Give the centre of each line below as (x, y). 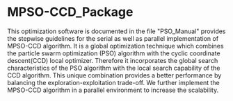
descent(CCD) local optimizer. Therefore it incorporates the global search (113, 60)
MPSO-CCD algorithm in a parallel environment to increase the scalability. (113, 90)
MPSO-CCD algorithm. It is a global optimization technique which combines (115, 46)
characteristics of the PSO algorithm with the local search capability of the (114, 68)
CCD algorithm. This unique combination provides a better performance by (114, 75)
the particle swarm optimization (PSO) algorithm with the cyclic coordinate (114, 53)
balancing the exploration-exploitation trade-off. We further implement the (114, 82)
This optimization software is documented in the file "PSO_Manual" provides (116, 31)
